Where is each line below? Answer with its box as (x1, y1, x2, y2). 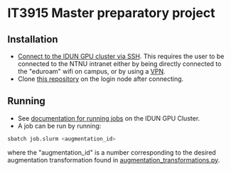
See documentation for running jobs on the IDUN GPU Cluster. (17, 114, 200, 122)
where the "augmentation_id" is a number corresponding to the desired (7, 148, 217, 157)
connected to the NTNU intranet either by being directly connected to (17, 60, 222, 68)
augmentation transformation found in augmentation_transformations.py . (7, 155, 220, 164)
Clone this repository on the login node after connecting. (17, 75, 184, 83)
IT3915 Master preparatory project (7, 5, 215, 21)
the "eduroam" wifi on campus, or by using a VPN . (17, 67, 166, 75)
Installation (7, 33, 58, 45)
